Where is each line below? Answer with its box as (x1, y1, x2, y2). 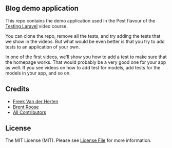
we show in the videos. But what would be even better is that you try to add (5, 38, 165, 44)
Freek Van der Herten (12, 98, 59, 104)
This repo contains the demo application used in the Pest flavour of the (5, 17, 156, 23)
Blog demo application (5, 4, 79, 13)
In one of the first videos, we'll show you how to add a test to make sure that (5, 54, 167, 60)
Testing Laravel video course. (5, 23, 68, 29)
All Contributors (12, 109, 46, 115)
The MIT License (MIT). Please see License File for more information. (5, 137, 151, 143)
